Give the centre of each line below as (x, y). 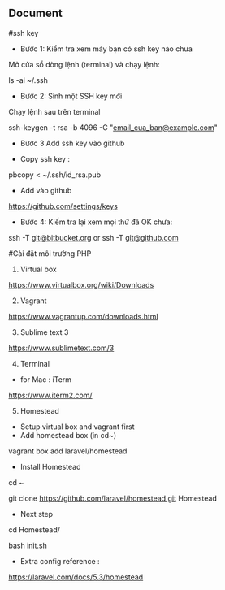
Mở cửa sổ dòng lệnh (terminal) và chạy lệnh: (84, 64)
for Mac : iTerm (45, 379)
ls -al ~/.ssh (28, 80)
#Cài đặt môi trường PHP (50, 253)
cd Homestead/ (35, 529)
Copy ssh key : (45, 158)
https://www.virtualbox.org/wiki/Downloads (81, 284)
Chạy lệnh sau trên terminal (54, 111)
